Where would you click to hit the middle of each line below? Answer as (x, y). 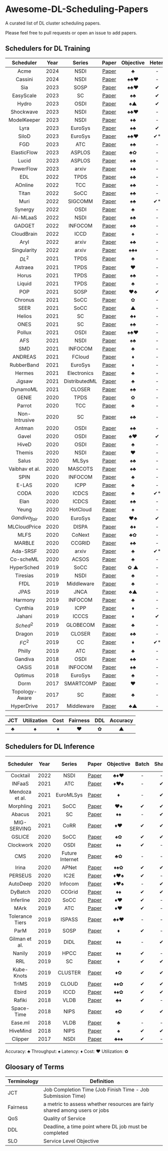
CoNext (81, 535)
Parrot (24, 406)
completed (56, 1132)
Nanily (20, 953)
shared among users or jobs (76, 1110)
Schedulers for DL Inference (50, 747)
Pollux (24, 332)
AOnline (24, 185)
